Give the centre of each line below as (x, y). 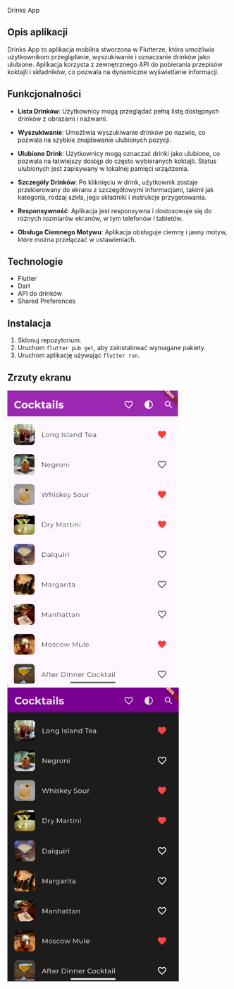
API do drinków (39, 294)
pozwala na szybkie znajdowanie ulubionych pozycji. (94, 140)
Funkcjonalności (44, 94)
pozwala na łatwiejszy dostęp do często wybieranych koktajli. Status (117, 161)
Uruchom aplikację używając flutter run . (79, 355)
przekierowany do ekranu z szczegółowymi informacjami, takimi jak (116, 189)
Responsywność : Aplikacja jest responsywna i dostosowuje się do (115, 210)
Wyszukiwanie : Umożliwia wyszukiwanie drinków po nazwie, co (111, 132)
